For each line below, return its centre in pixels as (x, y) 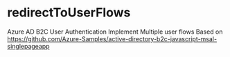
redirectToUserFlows (69, 13)
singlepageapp (28, 46)
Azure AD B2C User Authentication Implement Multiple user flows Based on (115, 32)
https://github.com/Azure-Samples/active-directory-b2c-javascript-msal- (112, 38)
